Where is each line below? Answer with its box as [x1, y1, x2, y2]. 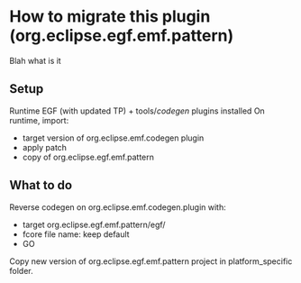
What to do [9, 178, 73, 193]
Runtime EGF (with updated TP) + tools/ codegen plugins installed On [9, 105, 266, 116]
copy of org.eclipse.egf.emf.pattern [22, 151, 155, 162]
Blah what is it [9, 55, 61, 66]
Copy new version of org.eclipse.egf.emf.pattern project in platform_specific [9, 255, 293, 267]
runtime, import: [9, 114, 69, 125]
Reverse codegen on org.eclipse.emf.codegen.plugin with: [9, 201, 227, 213]
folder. [9, 265, 33, 276]
